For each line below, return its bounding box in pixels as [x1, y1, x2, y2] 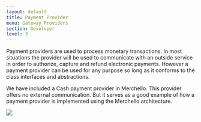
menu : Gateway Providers [6, 20, 68, 26]
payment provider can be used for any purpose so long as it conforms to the [6, 67, 195, 74]
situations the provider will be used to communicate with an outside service [6, 54, 193, 61]
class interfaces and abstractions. [6, 73, 90, 81]
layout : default [6, 8, 47, 15]
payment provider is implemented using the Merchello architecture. [6, 97, 173, 105]
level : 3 [6, 31, 28, 37]
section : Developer [6, 25, 55, 32]
